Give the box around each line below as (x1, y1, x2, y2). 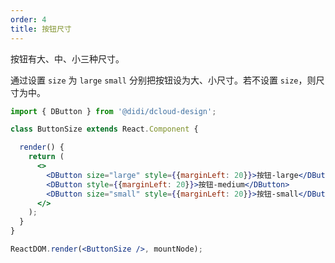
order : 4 (10, 14, 47, 25)
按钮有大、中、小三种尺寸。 (10, 52, 125, 65)
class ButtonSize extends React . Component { (10, 124, 199, 135)
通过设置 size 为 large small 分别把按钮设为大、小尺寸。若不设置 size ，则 (10, 74, 317, 86)
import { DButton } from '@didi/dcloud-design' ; (10, 106, 217, 116)
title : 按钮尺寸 (10, 24, 72, 34)
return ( (28, 152, 65, 162)
